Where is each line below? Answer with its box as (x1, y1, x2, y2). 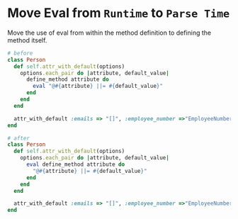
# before (7, 50, 33, 57)
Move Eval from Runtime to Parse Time (7, 5, 230, 21)
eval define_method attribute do (25, 161, 125, 168)
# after (7, 135, 30, 142)
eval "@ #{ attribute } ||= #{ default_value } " (33, 83, 163, 90)
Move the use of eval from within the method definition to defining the (7, 28, 211, 37)
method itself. (7, 35, 47, 44)
